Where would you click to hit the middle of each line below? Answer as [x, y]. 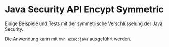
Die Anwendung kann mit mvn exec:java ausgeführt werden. [68, 39]
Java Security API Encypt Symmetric [84, 9]
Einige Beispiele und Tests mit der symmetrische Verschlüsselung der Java [84, 24]
